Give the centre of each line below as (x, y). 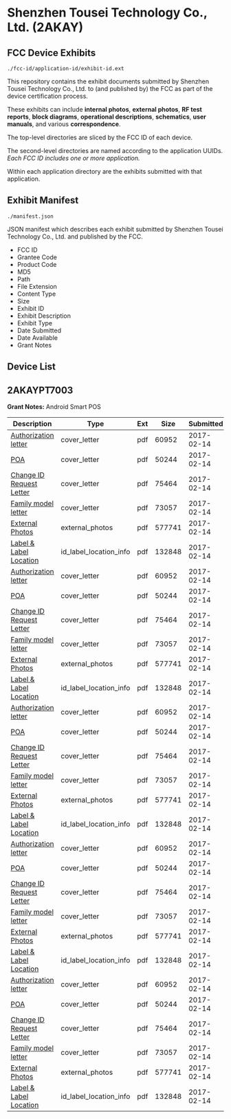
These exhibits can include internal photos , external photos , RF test (105, 109)
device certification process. (47, 96)
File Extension (37, 286)
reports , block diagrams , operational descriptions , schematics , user (107, 117)
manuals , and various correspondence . (64, 124)
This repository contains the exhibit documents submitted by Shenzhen (108, 81)
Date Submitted (39, 330)
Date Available (37, 337)
